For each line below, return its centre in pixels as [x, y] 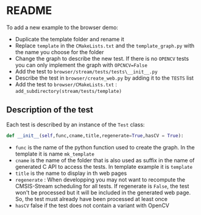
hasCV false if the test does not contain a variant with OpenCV [92, 205]
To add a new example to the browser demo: [62, 27]
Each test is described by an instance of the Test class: [76, 125]
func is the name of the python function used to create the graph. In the [105, 147]
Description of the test [50, 110]
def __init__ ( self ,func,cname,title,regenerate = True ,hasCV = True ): [95, 135]
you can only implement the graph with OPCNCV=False [81, 65]
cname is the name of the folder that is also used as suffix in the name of [105, 160]
